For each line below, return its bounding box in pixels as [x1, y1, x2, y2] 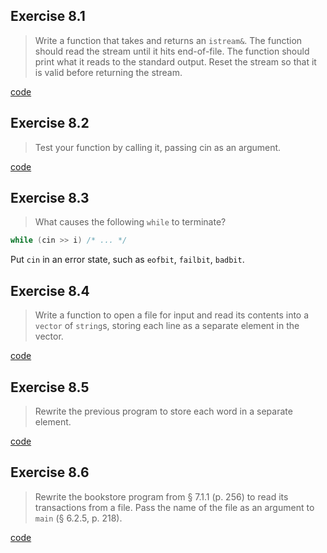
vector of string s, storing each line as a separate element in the [34, 320, 300, 332]
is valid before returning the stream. [34, 66, 183, 78]
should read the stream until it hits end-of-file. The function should [34, 45, 310, 57]
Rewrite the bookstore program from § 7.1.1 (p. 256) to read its [34, 490, 289, 503]
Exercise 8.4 [10, 282, 90, 299]
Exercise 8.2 [10, 115, 90, 132]
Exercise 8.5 [10, 379, 90, 396]
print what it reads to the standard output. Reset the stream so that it [34, 55, 317, 68]
